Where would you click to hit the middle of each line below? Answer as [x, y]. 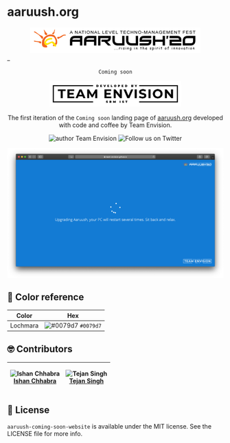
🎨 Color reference [46, 297]
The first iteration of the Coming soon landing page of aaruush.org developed [115, 117]
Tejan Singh [87, 381]
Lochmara [24, 326]
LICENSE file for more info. [45, 434]
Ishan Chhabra [35, 381]
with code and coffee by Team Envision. [115, 125]
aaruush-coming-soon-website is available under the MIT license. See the [109, 427]
